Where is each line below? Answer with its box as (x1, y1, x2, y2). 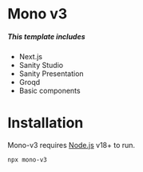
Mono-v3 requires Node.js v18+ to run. (7, 141, 136, 150)
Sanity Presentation (18, 69, 85, 78)
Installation (7, 114, 84, 132)
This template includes (7, 31, 85, 41)
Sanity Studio (18, 61, 64, 70)
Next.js (18, 52, 43, 62)
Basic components (18, 86, 81, 96)
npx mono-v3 (7, 156, 47, 164)
